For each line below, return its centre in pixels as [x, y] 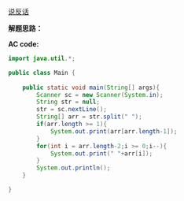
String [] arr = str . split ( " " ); [90, 117]
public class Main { [42, 73]
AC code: [24, 44]
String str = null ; [68, 102]
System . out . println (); [74, 168]
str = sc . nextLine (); [72, 110]
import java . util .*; [42, 58]
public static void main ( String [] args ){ [91, 87]
